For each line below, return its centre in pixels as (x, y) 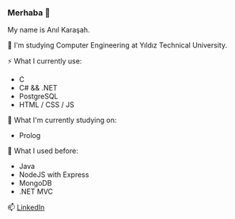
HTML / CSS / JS (46, 105)
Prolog (30, 136)
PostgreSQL (38, 96)
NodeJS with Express (54, 175)
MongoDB (35, 183)
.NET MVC (36, 192)
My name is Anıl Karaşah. (49, 30)
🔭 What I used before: (43, 151)
